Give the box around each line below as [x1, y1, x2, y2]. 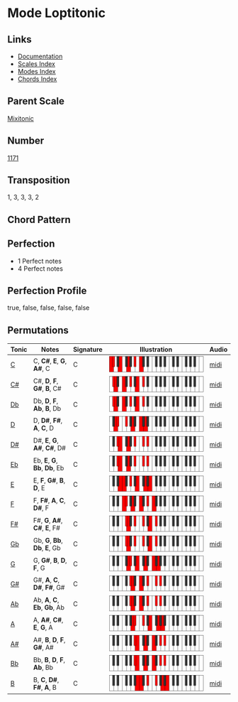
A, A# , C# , [33, 616, 64, 625]
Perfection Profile [7, 285, 87, 297]
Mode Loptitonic [7, 5, 106, 21]
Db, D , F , [33, 396, 59, 405]
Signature [73, 345, 103, 353]
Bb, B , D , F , [33, 655, 66, 664]
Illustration [140, 345, 173, 353]
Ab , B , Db [33, 404, 62, 413]
